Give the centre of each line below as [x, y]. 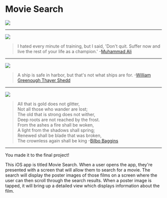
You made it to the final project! [37, 155]
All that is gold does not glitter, [48, 104]
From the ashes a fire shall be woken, [56, 125]
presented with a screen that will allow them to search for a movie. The [78, 170]
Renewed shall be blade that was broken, [59, 135]
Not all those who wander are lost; [52, 109]
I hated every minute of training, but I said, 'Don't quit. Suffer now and [89, 46]
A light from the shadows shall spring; [56, 130]
